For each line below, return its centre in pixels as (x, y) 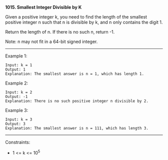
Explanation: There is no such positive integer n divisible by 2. (77, 101)
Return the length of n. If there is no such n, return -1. (60, 32)
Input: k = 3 (19, 119)
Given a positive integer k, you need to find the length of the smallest (76, 17)
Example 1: (16, 56)
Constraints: (18, 142)
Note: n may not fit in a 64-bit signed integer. (51, 41)
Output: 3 (15, 124)
